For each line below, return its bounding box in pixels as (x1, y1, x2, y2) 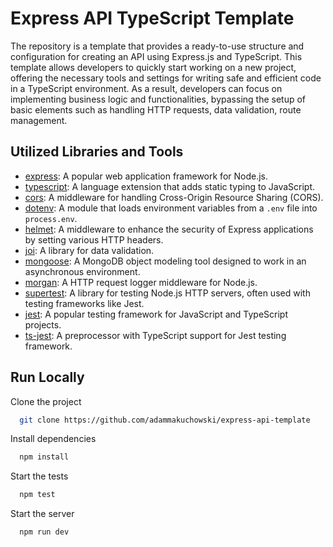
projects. (24, 318, 62, 331)
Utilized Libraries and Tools (10, 143, 184, 161)
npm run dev (19, 527, 70, 537)
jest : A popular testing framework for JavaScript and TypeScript (24, 308, 289, 320)
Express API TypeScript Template (10, 7, 295, 30)
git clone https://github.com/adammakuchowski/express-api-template (19, 415, 311, 425)
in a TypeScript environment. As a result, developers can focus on (10, 82, 283, 94)
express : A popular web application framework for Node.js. (24, 170, 269, 182)
